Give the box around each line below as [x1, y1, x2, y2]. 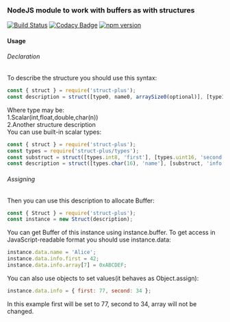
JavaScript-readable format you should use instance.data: [7, 235, 171, 244]
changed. [7, 307, 34, 315]
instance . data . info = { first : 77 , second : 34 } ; [7, 287, 152, 294]
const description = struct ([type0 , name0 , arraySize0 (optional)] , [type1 [7, 93, 225, 100]
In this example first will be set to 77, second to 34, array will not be [7, 299, 197, 308]
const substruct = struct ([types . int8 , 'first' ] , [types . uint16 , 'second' [7, 154, 225, 161]
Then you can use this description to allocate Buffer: [7, 196, 155, 205]
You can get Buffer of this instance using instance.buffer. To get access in [7, 229, 216, 237]
